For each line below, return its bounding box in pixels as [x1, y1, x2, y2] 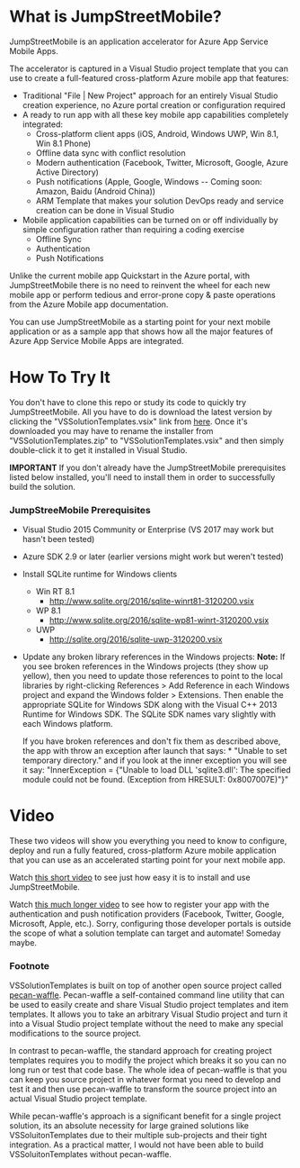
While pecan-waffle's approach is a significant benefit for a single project [9, 1110, 281, 1122]
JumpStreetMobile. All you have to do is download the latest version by [9, 406, 272, 417]
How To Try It [9, 367, 110, 388]
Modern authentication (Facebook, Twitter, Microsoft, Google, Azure [35, 157, 289, 168]
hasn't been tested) [22, 534, 95, 545]
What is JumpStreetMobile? [9, 6, 222, 27]
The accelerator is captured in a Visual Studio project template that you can [9, 63, 289, 74]
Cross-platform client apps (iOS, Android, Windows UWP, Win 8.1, [35, 128, 279, 139]
